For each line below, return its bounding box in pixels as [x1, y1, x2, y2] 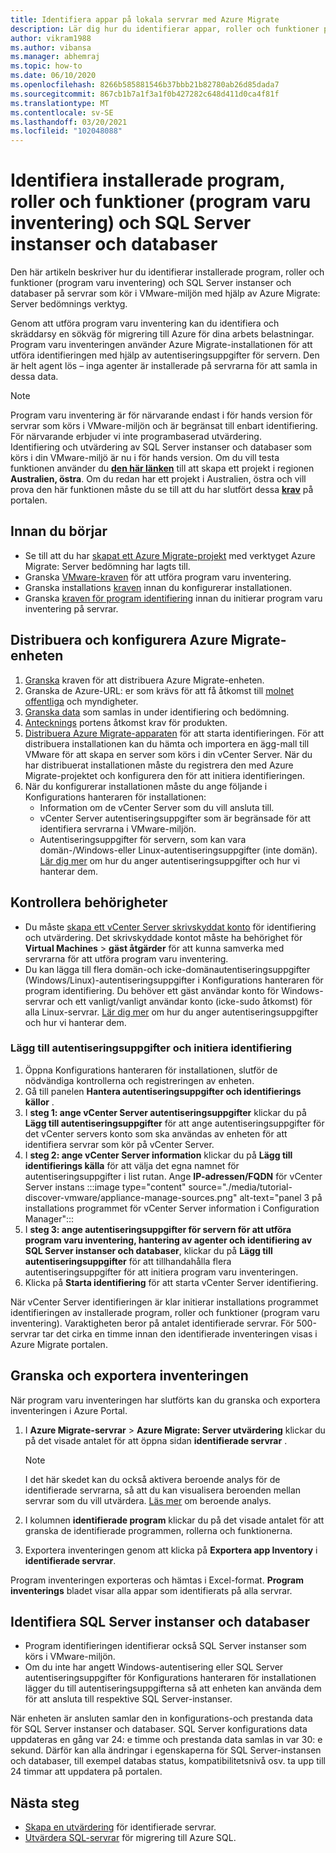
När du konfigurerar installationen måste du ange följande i [24, 780, 268, 792]
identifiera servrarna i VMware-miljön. [39, 822, 197, 835]
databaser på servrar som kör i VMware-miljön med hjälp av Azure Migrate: [10, 287, 321, 300]
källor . [24, 1096, 55, 1108]
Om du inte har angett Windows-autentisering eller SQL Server [24, 1661, 284, 1673]
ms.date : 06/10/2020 [10, 71, 97, 81]
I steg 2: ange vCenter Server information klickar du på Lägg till [24, 1149, 293, 1161]
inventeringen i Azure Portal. [10, 1404, 128, 1416]
